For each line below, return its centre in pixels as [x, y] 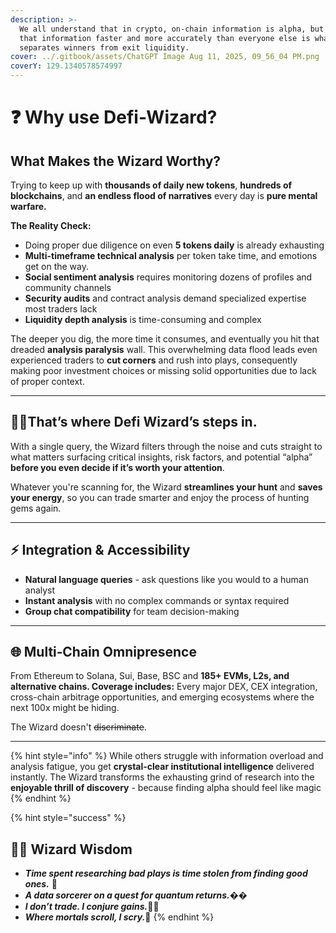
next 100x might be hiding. [65, 708]
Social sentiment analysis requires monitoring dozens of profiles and [168, 277]
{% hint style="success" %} [68, 818]
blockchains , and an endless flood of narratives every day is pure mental [164, 195]
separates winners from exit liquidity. [104, 47]
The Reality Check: [51, 225]
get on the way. [57, 266]
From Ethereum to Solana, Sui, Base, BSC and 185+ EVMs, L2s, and [150, 676]
